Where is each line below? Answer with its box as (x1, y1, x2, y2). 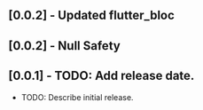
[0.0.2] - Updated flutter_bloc (8, 8, 175, 23)
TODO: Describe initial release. (20, 91, 134, 102)
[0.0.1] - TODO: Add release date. (8, 68, 195, 83)
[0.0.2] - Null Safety (8, 38, 121, 53)
